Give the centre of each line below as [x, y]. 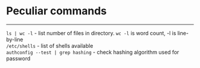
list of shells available [67, 45]
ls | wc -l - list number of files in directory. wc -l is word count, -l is [91, 33]
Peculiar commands [57, 11]
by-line [15, 39]
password [18, 58]
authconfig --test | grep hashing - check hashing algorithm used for [93, 52]
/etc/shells [21, 46]
